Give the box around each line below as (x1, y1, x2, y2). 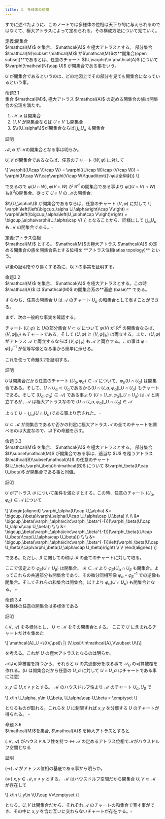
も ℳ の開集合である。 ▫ (5, 224, 53, 230)
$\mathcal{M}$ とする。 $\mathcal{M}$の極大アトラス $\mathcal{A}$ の (5, 241, 153, 247)
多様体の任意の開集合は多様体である (5, 603, 79, 609)
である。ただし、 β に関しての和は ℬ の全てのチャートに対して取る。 (5, 554, 144, 560)
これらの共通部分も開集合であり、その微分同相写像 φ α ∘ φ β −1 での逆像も (13, 571, 161, 579)
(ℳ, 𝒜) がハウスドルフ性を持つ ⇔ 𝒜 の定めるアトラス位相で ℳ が (5, 738, 138, 745)
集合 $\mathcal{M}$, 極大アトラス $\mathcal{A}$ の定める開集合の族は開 (5, 96, 154, 102)
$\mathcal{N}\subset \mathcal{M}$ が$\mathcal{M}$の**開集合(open (5, 50, 147, 56)
